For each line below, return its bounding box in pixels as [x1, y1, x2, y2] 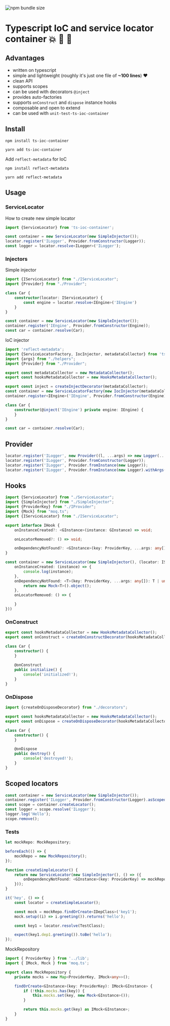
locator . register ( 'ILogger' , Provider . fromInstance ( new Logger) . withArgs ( [5, 467, 166, 472]
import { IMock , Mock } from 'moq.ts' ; [5, 961, 90, 966]
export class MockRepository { [5, 970, 71, 975]
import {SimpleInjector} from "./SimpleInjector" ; [5, 499, 114, 505]
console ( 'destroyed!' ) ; [23, 756, 73, 761]
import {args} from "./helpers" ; [5, 356, 76, 362]
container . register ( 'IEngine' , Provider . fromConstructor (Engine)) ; [5, 323, 151, 329]
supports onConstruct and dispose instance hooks [12, 99, 117, 105]
